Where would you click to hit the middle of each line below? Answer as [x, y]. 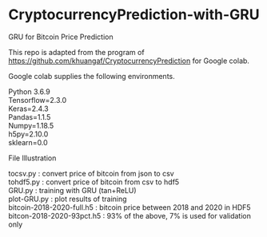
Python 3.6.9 [29, 91]
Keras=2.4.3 [29, 109]
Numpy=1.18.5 [31, 125]
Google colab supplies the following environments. [92, 76]
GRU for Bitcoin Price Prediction [61, 37]
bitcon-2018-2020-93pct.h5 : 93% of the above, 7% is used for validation [130, 215]
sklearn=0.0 [28, 142]
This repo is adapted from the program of [77, 52]
